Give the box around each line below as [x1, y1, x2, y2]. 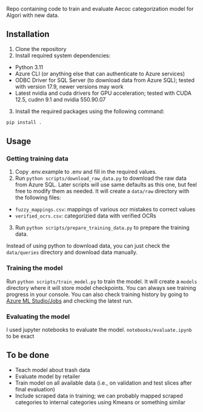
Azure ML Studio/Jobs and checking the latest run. [6, 297, 133, 304]
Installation [6, 29, 50, 39]
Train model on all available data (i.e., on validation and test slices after [15, 379, 192, 386]
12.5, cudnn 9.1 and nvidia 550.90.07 [15, 95, 106, 103]
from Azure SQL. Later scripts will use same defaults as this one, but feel [15, 181, 197, 188]
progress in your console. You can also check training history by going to [6, 290, 189, 298]
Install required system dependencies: [15, 52, 111, 59]
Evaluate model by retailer [15, 373, 81, 380]
